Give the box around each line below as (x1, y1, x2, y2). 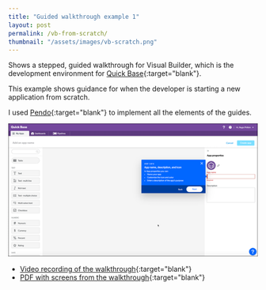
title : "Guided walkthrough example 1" (8, 13, 140, 21)
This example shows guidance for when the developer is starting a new (8, 84, 241, 94)
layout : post (8, 21, 51, 29)
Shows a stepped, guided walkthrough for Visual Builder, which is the (8, 60, 234, 70)
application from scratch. (8, 92, 90, 102)
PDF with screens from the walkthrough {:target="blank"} (19, 273, 206, 282)
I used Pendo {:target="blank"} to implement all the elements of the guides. (8, 107, 252, 118)
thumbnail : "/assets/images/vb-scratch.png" (8, 38, 158, 46)
